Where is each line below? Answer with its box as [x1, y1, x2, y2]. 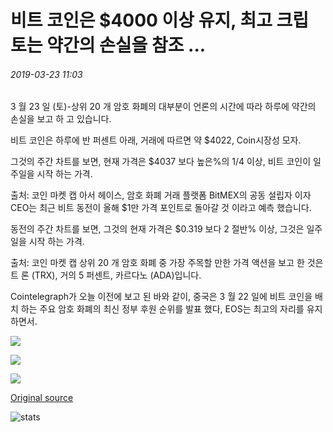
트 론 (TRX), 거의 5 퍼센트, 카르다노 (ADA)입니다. [10, 269, 202, 281]
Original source [10, 392, 74, 404]
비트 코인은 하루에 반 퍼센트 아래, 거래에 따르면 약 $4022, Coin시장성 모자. [10, 134, 302, 146]
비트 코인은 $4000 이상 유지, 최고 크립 [10, 9, 310, 32]
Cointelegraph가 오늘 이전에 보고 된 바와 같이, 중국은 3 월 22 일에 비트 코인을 [10, 291, 313, 303]
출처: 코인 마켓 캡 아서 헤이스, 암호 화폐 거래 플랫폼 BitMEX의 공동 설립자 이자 [10, 189, 312, 201]
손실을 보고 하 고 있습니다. [10, 113, 112, 125]
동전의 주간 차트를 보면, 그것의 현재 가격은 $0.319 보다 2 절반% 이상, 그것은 [10, 223, 305, 235]
